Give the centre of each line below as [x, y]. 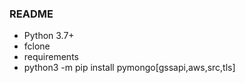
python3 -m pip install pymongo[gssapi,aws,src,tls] [129, 68]
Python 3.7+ [49, 36]
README [31, 14]
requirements [51, 57]
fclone [37, 46]
